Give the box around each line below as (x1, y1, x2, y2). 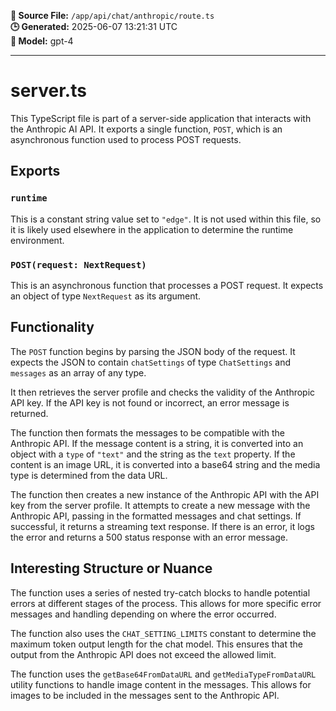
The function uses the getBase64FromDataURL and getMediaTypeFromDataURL (10, 668, 317, 680)
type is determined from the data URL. (10, 469, 168, 481)
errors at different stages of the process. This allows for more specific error (10, 597, 322, 609)
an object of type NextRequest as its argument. (10, 290, 202, 302)
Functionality (10, 319, 95, 336)
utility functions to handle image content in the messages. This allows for (10, 678, 312, 690)
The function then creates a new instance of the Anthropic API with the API (10, 488, 320, 500)
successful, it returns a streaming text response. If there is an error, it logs (10, 520, 315, 532)
